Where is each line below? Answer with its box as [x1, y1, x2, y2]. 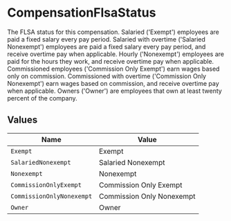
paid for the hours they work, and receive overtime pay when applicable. [7, 57, 214, 65]
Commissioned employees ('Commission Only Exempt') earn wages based [7, 64, 220, 73]
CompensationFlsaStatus [7, 5, 156, 21]
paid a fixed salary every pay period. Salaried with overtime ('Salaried [7, 35, 206, 43]
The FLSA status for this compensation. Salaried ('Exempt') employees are [7, 28, 219, 36]
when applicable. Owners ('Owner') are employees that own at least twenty [7, 87, 223, 95]
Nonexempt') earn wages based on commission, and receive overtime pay [7, 79, 219, 87]
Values [7, 114, 38, 126]
